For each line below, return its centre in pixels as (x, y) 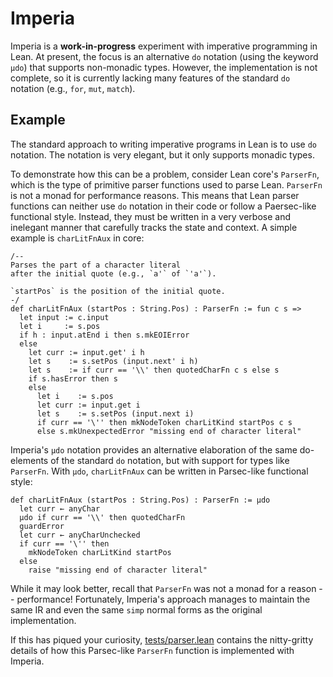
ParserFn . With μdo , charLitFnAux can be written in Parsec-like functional (159, 471)
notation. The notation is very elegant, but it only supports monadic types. (162, 154)
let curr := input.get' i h (86, 352)
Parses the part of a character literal (96, 265)
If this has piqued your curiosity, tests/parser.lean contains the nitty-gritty (162, 639)
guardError (42, 526)
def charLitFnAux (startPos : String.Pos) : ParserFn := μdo (140, 500)
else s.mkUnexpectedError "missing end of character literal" (169, 431)
